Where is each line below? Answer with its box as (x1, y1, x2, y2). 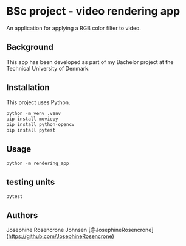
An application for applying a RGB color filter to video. (6, 24, 142, 32)
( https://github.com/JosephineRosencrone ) (6, 233, 114, 240)
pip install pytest (6, 127, 56, 133)
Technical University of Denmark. (6, 65, 90, 72)
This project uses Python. (6, 99, 71, 106)
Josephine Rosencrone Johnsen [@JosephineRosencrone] (6, 227, 154, 234)
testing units (6, 177, 55, 188)
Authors (6, 210, 38, 220)
